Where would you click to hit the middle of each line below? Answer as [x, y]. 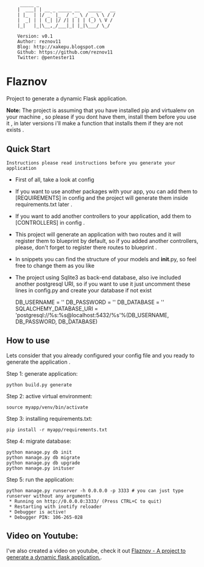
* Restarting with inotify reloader [55, 507]
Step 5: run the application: [40, 479]
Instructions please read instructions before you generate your [91, 163]
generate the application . [39, 362]
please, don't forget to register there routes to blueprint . [86, 247]
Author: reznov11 [39, 42]
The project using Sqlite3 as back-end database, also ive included [98, 277]
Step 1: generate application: [42, 373]
